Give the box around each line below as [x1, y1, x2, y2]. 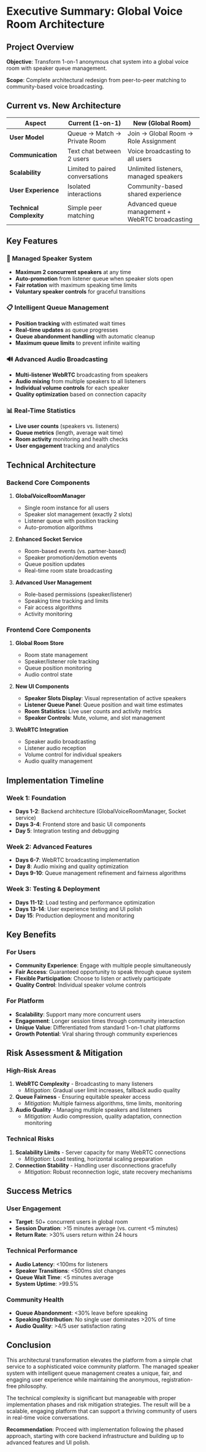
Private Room [67, 137, 106, 145]
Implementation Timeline [6, 775, 104, 785]
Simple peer [67, 204, 102, 212]
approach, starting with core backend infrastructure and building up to [6, 1432, 185, 1439]
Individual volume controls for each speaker [15, 384, 129, 392]
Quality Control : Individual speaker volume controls [15, 981, 147, 988]
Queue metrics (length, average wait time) [15, 429, 124, 437]
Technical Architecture [6, 460, 96, 470]
